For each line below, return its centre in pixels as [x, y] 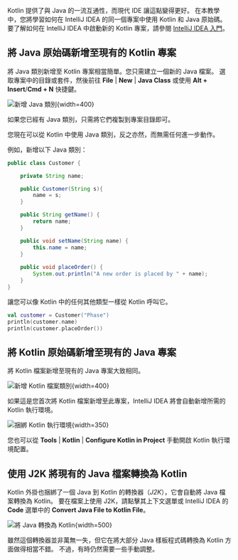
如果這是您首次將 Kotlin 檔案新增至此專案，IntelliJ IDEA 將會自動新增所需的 [117, 401]
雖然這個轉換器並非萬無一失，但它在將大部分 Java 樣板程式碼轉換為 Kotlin [115, 540]
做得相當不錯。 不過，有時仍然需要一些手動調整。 [86, 549]
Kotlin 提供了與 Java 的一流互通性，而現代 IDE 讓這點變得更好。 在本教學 [114, 10]
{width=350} [90, 425]
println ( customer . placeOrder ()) [55, 328]
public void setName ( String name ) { [75, 241]
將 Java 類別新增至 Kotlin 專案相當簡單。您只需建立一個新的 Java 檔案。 [113, 71]
